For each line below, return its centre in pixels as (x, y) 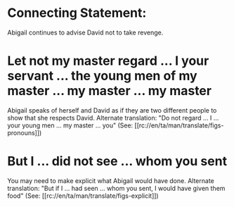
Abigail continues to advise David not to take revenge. (85, 32)
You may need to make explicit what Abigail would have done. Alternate (111, 180)
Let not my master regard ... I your (108, 61)
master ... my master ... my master (110, 91)
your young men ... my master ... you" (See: (70, 125)
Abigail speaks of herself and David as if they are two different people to (112, 110)
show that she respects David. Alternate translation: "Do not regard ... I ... (113, 118)
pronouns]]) (25, 132)
